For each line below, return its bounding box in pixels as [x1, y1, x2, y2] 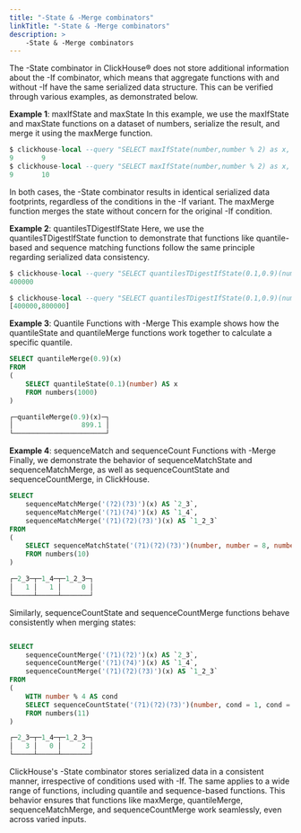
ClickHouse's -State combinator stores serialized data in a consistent [9, 767, 264, 776]
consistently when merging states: [9, 617, 136, 627]
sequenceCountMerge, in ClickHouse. [9, 474, 150, 485]
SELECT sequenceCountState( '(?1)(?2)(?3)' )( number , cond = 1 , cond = [25, 700, 291, 709]
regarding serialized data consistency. [9, 251, 150, 262]
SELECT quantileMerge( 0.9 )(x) [9, 355, 123, 364]
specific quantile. [9, 338, 73, 348]
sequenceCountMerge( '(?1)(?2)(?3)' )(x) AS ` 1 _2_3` [25, 667, 219, 676]
